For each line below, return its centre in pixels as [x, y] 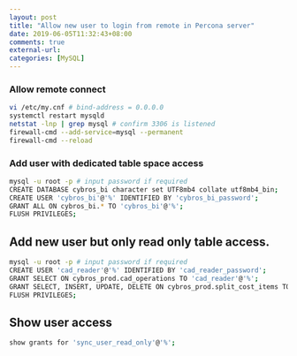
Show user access [61, 322]
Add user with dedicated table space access [107, 163]
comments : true [37, 42]
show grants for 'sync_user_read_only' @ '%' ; [92, 343]
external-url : [35, 50]
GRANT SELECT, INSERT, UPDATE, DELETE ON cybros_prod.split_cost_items [144, 287]
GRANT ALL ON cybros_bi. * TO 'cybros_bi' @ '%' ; [96, 206]
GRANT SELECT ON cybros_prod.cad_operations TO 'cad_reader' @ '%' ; [134, 278]
